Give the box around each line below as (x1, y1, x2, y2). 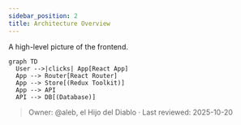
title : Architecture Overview (8, 19, 111, 28)
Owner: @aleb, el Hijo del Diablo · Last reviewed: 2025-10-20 (28, 107, 234, 117)
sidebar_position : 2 (8, 11, 79, 20)
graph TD (8, 58, 38, 66)
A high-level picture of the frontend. (8, 41, 128, 51)
